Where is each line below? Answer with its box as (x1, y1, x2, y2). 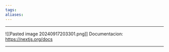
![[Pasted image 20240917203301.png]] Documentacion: (5, 31, 123, 37)
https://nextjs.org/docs (5, 36, 53, 42)
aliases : (5, 12, 24, 17)
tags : (5, 7, 17, 13)
